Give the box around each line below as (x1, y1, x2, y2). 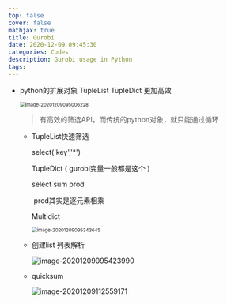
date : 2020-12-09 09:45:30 (8, 41, 97, 49)
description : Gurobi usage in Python (8, 56, 133, 64)
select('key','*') (31, 147, 81, 156)
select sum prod (31, 179, 85, 189)
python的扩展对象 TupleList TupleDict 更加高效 (19, 85, 172, 95)
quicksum (31, 271, 64, 280)
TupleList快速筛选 (31, 131, 89, 141)
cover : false (8, 19, 51, 27)
